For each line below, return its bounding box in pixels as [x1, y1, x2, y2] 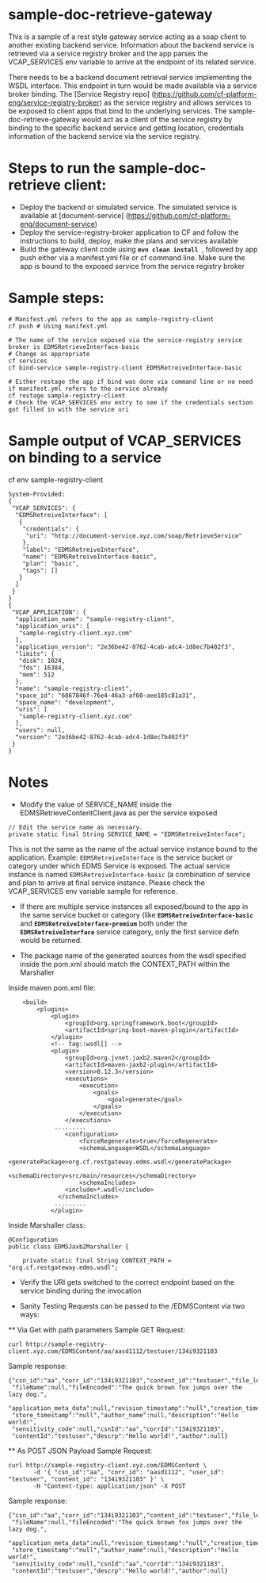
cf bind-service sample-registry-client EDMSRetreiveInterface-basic [8, 363, 243, 372]
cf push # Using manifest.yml [8, 322, 108, 330]
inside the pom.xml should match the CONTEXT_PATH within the [19, 959, 230, 968]
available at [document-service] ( [19, 210, 129, 220]
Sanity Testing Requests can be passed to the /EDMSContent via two [19, 1301, 245, 1310]
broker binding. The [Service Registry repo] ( [8, 89, 154, 98]
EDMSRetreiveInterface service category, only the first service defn [19, 926, 239, 937]
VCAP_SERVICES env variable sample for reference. [8, 886, 178, 895]
